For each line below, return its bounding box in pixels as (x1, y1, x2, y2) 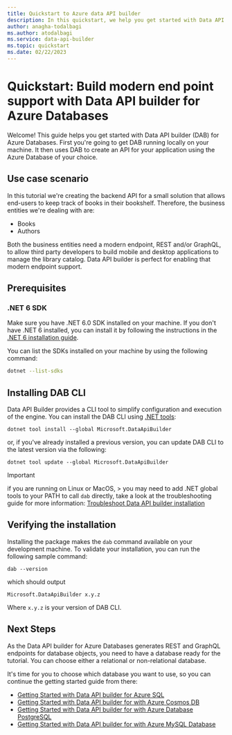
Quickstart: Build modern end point (7, 79, 214, 94)
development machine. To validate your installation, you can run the (7, 545, 201, 553)
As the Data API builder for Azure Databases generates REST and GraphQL (7, 642, 221, 650)
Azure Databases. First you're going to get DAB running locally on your (7, 138, 209, 146)
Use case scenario (7, 173, 89, 185)
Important (7, 471, 35, 479)
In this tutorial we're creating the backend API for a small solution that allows (7, 191, 226, 199)
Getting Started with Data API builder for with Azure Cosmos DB (17, 698, 199, 706)
